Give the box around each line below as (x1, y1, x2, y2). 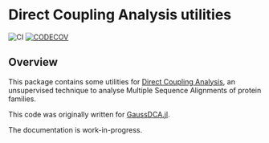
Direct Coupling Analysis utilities (8, 6, 232, 24)
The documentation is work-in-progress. (8, 125, 143, 134)
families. (8, 94, 36, 104)
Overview (8, 55, 59, 69)
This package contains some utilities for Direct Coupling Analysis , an (8, 76, 235, 86)
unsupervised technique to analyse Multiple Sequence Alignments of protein (8, 85, 262, 95)
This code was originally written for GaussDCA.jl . (8, 109, 170, 119)
